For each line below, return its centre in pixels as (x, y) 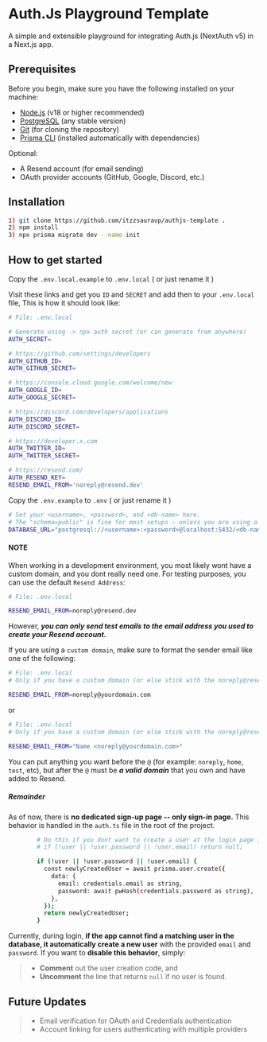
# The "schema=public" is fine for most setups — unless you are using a (133, 522)
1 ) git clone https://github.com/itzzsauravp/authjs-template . (117, 220)
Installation (37, 202)
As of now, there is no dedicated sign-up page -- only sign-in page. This (129, 817)
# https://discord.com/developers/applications (89, 412)
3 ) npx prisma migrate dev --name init (74, 235)
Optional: (23, 153)
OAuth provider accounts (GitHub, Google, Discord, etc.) (112, 177)
